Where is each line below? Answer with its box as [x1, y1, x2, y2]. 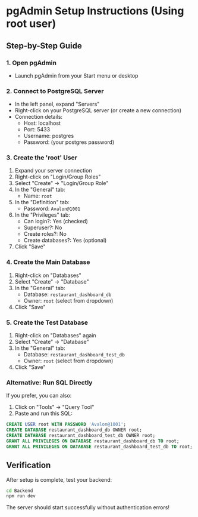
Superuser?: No [23, 224, 62, 231]
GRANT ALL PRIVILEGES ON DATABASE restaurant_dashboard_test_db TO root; [6, 444, 193, 450]
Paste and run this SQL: [14, 410, 73, 417]
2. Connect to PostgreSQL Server [6, 87, 104, 95]
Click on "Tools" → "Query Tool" [14, 404, 95, 411]
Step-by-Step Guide [6, 41, 82, 51]
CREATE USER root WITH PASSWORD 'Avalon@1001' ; [6, 421, 127, 427]
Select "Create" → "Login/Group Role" [14, 180, 109, 187]
